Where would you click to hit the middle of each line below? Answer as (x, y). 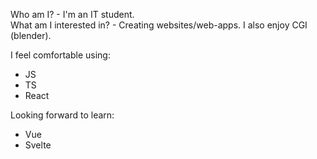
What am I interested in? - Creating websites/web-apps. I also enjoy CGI (159, 25)
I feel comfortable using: (60, 55)
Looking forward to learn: (62, 115)
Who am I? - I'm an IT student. (72, 14)
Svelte (38, 145)
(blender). (31, 35)
